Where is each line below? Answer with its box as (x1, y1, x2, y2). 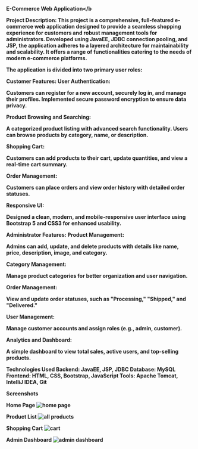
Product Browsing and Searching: (6, 113, 91, 120)
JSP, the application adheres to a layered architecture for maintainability (6, 42, 189, 49)
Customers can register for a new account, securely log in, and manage (6, 89, 187, 96)
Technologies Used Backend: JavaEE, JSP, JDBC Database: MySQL (6, 366, 176, 373)
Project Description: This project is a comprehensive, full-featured (6, 17, 174, 23)
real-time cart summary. (6, 161, 68, 168)
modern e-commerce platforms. (6, 55, 87, 61)
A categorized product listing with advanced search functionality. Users (6, 125, 188, 132)
